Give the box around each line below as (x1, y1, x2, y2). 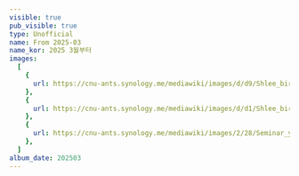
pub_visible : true (9, 21, 77, 30)
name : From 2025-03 (9, 37, 82, 47)
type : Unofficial (9, 29, 74, 38)
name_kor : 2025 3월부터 (9, 46, 92, 55)
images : (9, 54, 38, 63)
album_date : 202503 (9, 153, 82, 163)
